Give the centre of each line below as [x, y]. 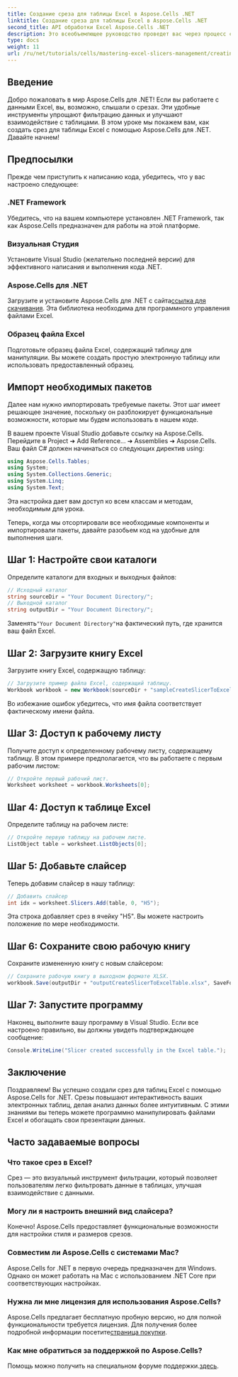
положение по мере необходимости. [63, 924]
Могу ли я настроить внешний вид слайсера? [90, 1212]
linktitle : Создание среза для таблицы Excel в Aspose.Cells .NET [107, 21]
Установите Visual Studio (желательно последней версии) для [101, 259]
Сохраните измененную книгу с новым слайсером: [85, 964]
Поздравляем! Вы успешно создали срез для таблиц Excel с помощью [114, 1089]
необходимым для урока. [46, 508]
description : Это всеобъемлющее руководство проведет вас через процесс [117, 34]
